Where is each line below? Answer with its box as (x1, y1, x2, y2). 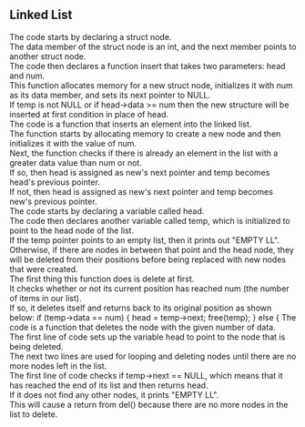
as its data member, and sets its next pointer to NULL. (9, 89, 211, 100)
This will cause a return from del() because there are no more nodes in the (9, 399, 289, 410)
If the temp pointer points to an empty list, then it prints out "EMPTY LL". (9, 234, 280, 245)
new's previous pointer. (9, 196, 97, 207)
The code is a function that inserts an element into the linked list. (9, 118, 252, 129)
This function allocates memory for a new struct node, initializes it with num (9, 79, 293, 90)
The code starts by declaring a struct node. (9, 31, 172, 42)
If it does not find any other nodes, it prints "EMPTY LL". (9, 389, 219, 400)
